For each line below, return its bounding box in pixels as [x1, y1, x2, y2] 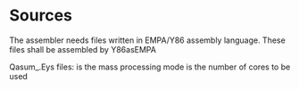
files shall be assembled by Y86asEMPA [9, 44, 156, 54]
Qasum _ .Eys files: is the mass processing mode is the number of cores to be [9, 61, 291, 72]
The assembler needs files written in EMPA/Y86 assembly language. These [9, 35, 286, 45]
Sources [9, 5, 73, 26]
